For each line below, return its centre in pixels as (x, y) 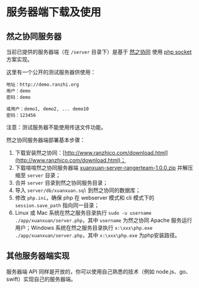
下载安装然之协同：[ (40, 153)
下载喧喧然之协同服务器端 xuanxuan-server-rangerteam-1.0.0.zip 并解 (101, 168)
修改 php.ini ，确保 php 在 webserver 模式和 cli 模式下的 (84, 198)
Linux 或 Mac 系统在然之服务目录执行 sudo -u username (83, 213)
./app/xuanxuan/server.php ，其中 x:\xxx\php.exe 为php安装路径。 (97, 235)
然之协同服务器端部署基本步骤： (46, 140)
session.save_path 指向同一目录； (57, 205)
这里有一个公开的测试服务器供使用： (51, 72)
